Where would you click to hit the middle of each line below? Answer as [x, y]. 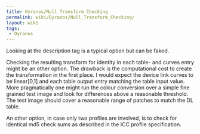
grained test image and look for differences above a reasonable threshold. [97, 94]
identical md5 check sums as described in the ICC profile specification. [94, 124]
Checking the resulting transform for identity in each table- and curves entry [100, 63]
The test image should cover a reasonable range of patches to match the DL [100, 100]
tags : [13, 28]
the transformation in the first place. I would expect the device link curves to [100, 75]
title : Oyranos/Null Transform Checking [57, 12]
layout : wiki [22, 23]
